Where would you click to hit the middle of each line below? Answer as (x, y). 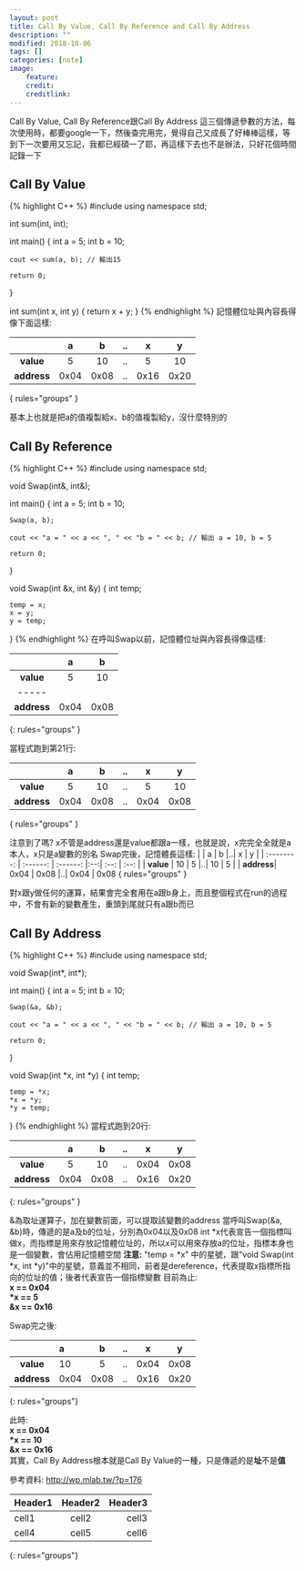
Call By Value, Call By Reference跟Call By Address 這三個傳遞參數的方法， (149, 121)
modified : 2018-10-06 (51, 43)
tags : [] (26, 52)
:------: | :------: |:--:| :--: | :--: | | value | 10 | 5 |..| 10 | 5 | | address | (150, 865)
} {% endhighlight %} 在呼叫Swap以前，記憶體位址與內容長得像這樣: (137, 639)
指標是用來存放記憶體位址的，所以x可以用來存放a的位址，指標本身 (162, 1242)
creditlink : (48, 94)
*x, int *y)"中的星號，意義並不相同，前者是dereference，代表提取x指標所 (146, 1265)
